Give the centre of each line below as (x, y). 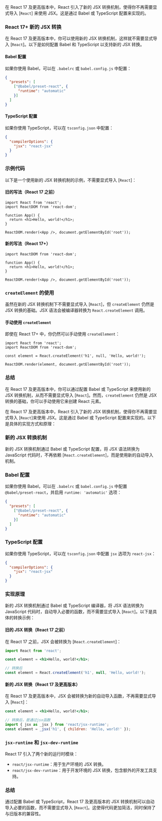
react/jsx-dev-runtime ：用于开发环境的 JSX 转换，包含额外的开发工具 (82, 771)
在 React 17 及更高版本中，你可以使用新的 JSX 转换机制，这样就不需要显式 (79, 38)
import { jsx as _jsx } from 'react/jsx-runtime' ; (57, 725)
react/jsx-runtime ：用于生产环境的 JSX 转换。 (59, 764)
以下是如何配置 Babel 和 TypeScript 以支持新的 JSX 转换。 (86, 45)
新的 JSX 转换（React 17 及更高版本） (43, 684)
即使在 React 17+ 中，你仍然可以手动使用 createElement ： (62, 334)
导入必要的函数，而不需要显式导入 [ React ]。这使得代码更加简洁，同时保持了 (80, 808)
